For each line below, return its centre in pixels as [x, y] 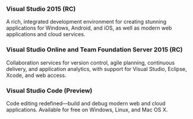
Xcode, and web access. [36, 75]
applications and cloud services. [46, 34]
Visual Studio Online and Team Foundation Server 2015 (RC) [94, 50]
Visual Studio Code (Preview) [49, 91]
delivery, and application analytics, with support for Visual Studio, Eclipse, [96, 69]
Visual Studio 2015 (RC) [41, 9]
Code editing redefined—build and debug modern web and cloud [86, 103]
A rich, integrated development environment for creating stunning [86, 22]
